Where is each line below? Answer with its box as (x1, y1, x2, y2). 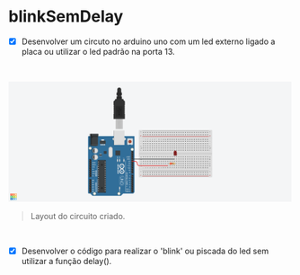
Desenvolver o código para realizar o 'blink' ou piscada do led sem (21, 245, 269, 257)
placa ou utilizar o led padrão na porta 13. (21, 47, 176, 57)
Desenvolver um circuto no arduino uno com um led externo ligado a (21, 36, 276, 47)
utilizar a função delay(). (21, 256, 112, 267)
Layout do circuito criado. (30, 211, 126, 222)
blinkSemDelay (8, 6, 124, 27)
